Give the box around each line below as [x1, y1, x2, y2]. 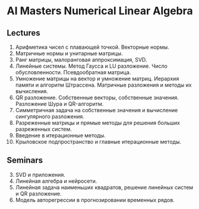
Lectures [7, 28, 40, 38]
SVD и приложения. [15, 171, 66, 178]
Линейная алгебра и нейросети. [15, 177, 97, 185]
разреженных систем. [15, 126, 72, 132]
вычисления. [15, 88, 48, 94]
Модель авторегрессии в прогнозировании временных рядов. [15, 196, 175, 203]
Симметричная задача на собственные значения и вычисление [15, 107, 178, 113]
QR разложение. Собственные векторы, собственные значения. [15, 94, 179, 101]
